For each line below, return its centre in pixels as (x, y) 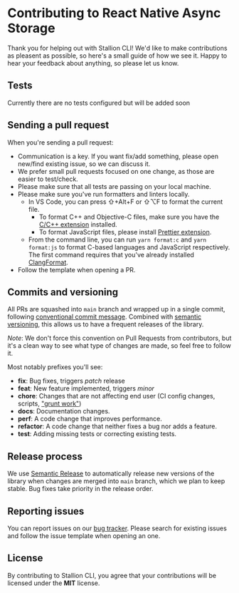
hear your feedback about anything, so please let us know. (93, 63)
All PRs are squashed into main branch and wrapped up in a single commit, (116, 309)
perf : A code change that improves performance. (90, 419)
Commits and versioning (63, 292)
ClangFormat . (48, 262)
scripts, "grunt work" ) (49, 403)
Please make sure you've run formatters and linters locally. (103, 194)
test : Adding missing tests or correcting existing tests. (97, 434)
